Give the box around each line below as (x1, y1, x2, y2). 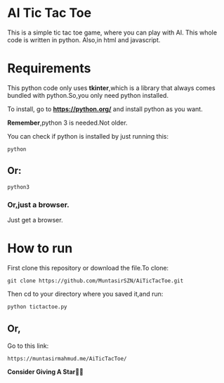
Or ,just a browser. (7, 199, 70, 209)
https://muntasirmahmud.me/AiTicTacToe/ (7, 355, 128, 362)
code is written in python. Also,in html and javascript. (7, 35, 161, 44)
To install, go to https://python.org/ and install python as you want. (7, 104, 203, 113)
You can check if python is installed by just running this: (7, 132, 169, 140)
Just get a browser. (7, 215, 63, 224)
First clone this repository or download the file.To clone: (7, 263, 169, 272)
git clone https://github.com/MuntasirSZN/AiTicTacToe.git (7, 277, 184, 284)
